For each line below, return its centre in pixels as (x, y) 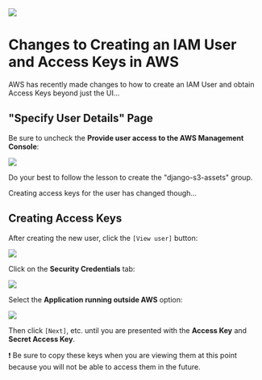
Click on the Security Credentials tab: (72, 268)
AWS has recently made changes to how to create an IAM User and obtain (131, 84)
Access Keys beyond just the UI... (64, 93)
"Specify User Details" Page (81, 118)
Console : (24, 146)
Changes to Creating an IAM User (123, 45)
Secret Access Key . (42, 339)
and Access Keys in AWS (94, 62)
